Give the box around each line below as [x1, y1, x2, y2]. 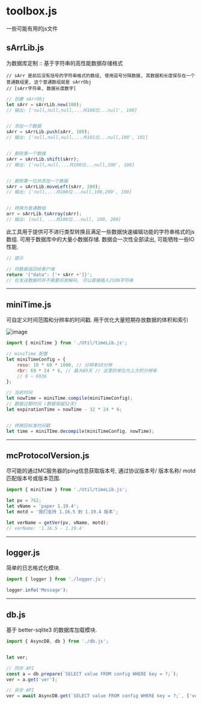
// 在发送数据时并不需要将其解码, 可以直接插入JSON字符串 [6, 277, 133, 284]
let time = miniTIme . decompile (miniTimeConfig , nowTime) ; [6, 428, 155, 434]
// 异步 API [6, 688, 34, 694]
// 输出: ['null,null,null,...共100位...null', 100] [6, 107, 138, 113]
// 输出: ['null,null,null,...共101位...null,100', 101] [6, 134, 148, 141]
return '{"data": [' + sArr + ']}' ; [6, 272, 93, 278]
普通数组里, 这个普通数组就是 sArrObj [6, 79, 92, 85]
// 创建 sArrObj [6, 96, 45, 102]
